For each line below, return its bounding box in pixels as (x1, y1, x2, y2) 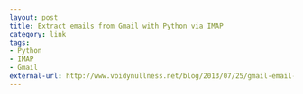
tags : (9, 38, 30, 47)
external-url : (9, 72, 63, 81)
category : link (9, 30, 67, 38)
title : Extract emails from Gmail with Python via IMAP (9, 21, 224, 30)
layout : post (9, 13, 59, 22)
